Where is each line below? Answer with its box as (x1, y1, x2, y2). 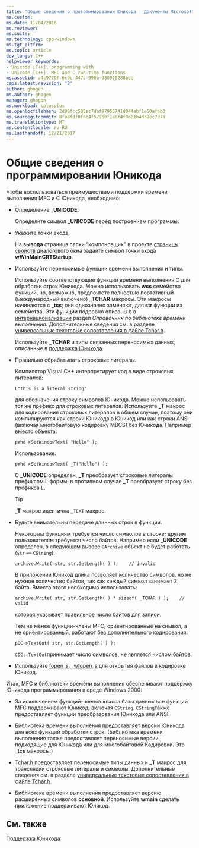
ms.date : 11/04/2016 (6, 20, 57, 26)
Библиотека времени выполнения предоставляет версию (14, 789, 162, 796)
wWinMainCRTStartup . (14, 253, 73, 260)
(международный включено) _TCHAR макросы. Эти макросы (14, 295, 171, 302)
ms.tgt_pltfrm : (6, 42, 44, 48)
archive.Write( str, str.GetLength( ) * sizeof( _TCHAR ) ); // (14, 595, 185, 601)
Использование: (14, 450, 56, 457)
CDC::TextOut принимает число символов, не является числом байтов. (14, 651, 192, 658)
